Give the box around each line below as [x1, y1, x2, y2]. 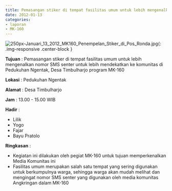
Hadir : [5, 107, 20, 113]
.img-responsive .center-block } [5, 46, 73, 52]
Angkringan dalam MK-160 [12, 180, 69, 186]
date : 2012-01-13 [5, 12, 42, 17]
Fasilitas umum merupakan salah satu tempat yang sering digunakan [12, 163, 158, 169]
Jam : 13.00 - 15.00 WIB [5, 97, 56, 103]
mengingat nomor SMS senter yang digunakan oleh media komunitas [12, 175, 159, 181]
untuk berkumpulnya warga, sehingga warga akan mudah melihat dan [12, 169, 160, 175]
